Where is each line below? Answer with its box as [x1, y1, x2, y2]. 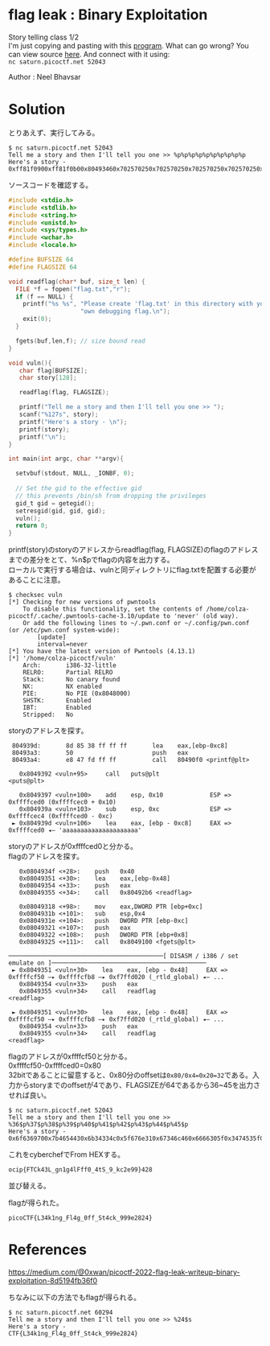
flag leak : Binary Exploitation [8, 6, 208, 24]
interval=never [37, 640, 88, 648]
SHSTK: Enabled [22, 697, 92, 705]
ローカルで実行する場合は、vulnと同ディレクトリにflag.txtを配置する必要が [8, 565, 256, 574]
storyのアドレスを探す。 [8, 726, 88, 735]
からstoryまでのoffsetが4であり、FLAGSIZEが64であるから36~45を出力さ [14, 1081, 261, 1090]
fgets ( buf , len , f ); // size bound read [15, 336, 146, 345]
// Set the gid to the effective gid [15, 484, 142, 492]
